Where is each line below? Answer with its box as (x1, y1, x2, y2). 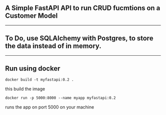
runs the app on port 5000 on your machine (5, 104, 94, 110)
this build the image (5, 86, 45, 92)
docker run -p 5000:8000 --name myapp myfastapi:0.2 (5, 96, 116, 101)
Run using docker (5, 64, 60, 73)
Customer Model (5, 12, 58, 20)
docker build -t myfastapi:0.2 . (5, 77, 74, 82)
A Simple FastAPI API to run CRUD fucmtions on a (5, 4, 161, 12)
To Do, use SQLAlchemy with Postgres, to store (5, 34, 154, 42)
